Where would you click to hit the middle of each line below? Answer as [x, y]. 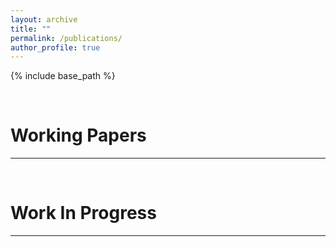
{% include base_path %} [63, 76]
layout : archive [44, 19]
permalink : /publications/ [66, 38]
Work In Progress [83, 213]
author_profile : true [55, 47]
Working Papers [78, 135]
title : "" [31, 29]
